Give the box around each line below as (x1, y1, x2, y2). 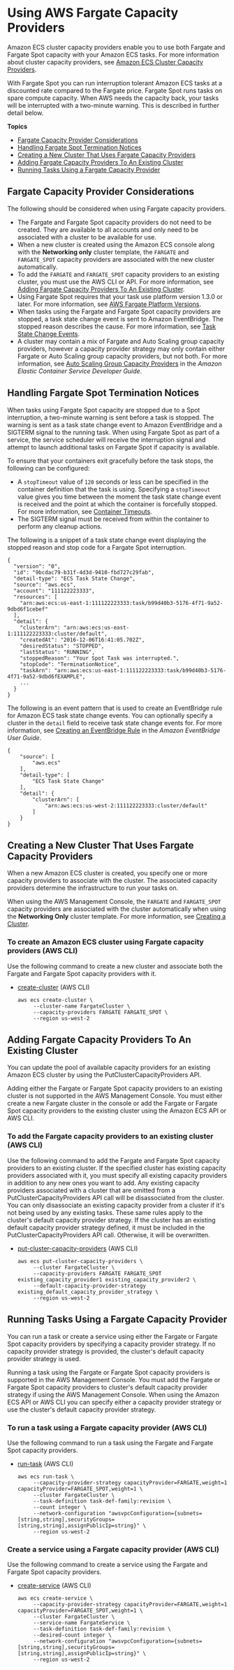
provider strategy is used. (7, 1354, 82, 1363)
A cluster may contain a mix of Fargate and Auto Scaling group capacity (17, 337, 225, 345)
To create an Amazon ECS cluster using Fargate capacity (7, 937, 204, 947)
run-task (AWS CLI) (17, 1459, 74, 1468)
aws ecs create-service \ (17, 1595, 93, 1602)
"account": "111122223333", (13, 587, 96, 594)
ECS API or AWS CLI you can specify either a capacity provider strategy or (7, 1398, 222, 1406)
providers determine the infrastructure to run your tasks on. (7, 884, 179, 892)
